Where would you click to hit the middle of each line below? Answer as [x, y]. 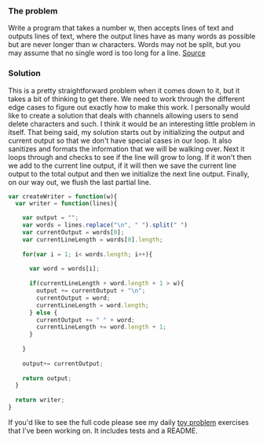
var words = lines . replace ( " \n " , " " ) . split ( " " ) [105, 225]
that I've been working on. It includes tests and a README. [103, 430]
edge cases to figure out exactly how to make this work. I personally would [129, 107]
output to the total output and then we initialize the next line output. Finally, [129, 173]
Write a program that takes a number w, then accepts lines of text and [121, 28]
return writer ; [40, 400]
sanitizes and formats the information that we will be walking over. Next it [126, 149]
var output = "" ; [51, 218]
